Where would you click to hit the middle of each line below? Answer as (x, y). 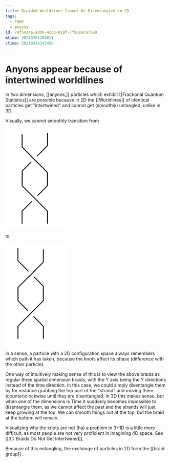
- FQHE (17, 22)
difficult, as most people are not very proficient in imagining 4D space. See (84, 433)
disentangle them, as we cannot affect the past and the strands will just (81, 407)
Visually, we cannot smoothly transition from (52, 120)
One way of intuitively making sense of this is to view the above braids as (83, 374)
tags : (11, 16)
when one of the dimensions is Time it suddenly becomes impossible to (81, 401)
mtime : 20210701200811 (29, 38)
